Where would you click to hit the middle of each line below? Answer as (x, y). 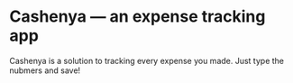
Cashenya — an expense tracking (137, 17)
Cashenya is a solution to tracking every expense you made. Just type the (147, 60)
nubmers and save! (45, 70)
